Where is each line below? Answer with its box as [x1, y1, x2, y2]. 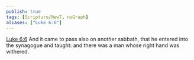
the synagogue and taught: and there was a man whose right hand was [6, 42, 180, 49]
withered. [6, 48, 30, 55]
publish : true [6, 8, 41, 15]
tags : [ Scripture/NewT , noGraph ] [6, 14, 89, 20]
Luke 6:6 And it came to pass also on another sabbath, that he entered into [6, 36, 189, 43]
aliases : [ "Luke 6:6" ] [6, 19, 62, 25]
